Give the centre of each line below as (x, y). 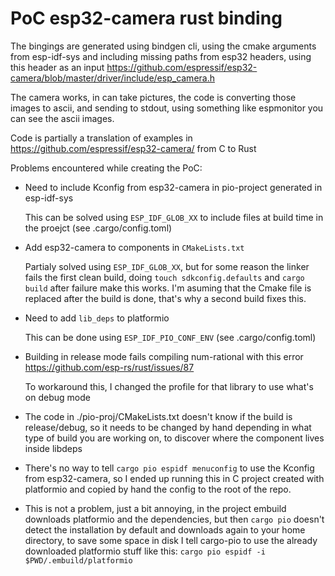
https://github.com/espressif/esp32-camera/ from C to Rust (133, 148)
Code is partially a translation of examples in (101, 138)
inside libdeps (53, 448)
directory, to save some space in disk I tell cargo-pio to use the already (171, 540)
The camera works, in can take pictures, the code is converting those (153, 97)
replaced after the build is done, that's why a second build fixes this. (165, 298)
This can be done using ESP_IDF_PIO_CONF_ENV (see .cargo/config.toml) (170, 337)
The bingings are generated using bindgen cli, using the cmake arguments (163, 46)
